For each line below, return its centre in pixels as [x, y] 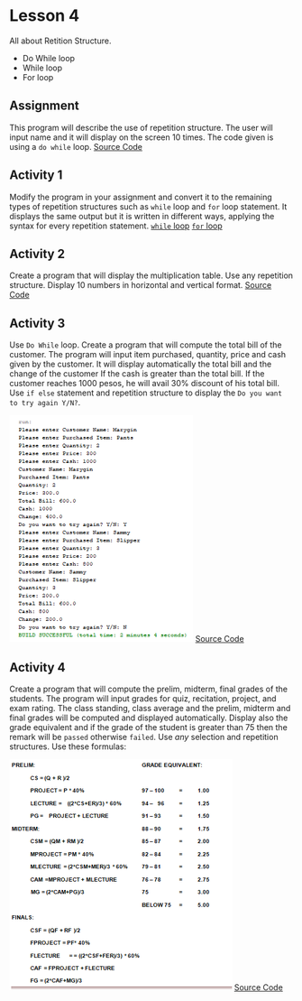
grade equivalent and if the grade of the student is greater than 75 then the [149, 727]
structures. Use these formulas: [68, 746]
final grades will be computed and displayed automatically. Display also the [149, 718]
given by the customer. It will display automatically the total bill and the [141, 364]
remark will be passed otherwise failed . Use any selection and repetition [144, 737]
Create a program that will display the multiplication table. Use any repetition [151, 275]
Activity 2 [37, 254]
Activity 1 [36, 176]
